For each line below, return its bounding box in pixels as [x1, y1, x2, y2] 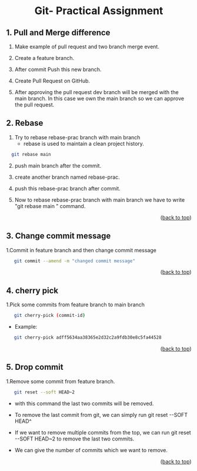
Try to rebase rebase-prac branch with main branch [14, 133, 141, 141]
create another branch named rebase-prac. [14, 173, 121, 181]
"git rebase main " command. [14, 202, 86, 209]
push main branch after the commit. [14, 162, 102, 169]
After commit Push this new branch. [14, 66, 102, 73]
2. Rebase [6, 118, 44, 128]
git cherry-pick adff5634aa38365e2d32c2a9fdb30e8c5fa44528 [14, 335, 162, 340]
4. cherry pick [6, 285, 59, 295]
